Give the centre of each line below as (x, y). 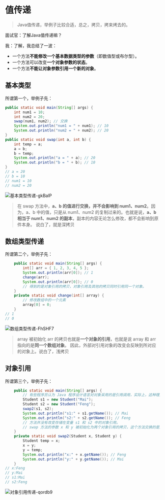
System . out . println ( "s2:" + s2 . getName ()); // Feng (77, 418)
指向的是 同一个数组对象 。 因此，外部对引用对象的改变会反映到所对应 (86, 345)
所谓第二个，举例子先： (29, 254)
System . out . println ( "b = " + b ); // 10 (55, 163)
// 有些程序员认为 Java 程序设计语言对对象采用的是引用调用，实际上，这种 (89, 395)
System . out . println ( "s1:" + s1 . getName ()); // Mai (76, 413)
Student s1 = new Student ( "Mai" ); (58, 400)
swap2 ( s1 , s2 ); (38, 409)
